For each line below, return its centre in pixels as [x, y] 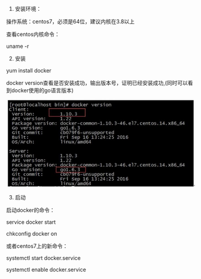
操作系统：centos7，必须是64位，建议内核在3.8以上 [71, 22]
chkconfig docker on [32, 233]
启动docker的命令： [31, 210]
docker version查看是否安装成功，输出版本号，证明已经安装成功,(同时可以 [97, 83]
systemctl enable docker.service [46, 269]
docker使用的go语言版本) [42, 90]
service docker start [31, 222]
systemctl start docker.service [43, 258]
